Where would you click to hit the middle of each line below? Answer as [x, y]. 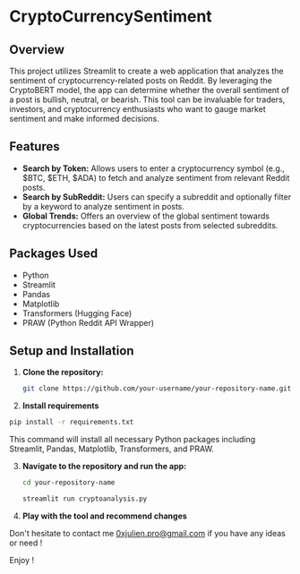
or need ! [26, 543]
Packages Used [54, 254]
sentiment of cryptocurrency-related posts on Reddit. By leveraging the [141, 81]
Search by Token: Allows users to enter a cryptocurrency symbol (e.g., [153, 168]
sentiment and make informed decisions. [84, 119]
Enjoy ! [22, 560]
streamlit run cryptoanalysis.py [85, 499]
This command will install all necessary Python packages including [133, 440]
